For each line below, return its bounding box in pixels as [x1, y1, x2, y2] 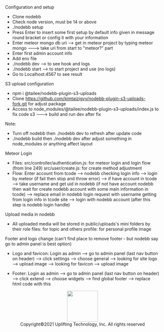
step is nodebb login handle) [12, 202, 70, 207]
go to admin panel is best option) [5, 241, 72, 247]
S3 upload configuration [5, 81, 54, 87]
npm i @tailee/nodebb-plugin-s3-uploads [12, 91, 97, 96]
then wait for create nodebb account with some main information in [12, 186, 149, 192]
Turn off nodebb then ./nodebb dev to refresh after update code [12, 131, 142, 136]
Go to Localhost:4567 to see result [12, 71, 82, 77]
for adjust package [27, 101, 66, 106]
